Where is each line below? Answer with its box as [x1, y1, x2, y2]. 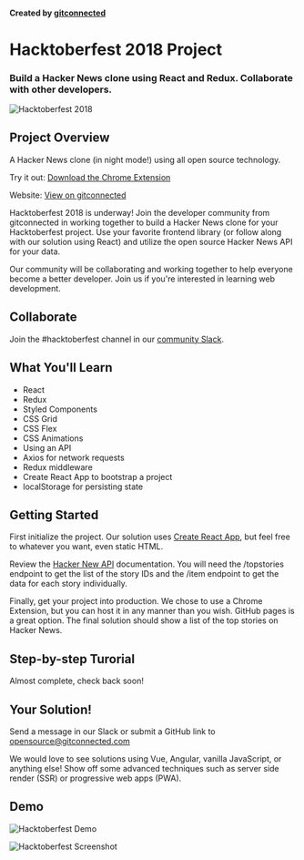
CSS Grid [22, 413, 57, 424]
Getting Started [9, 507, 99, 523]
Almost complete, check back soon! [9, 675, 144, 687]
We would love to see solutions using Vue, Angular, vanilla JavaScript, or [9, 752, 282, 764]
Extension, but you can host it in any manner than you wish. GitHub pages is [9, 606, 295, 617]
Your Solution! [9, 701, 93, 717]
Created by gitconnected [9, 7, 106, 18]
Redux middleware [22, 461, 93, 473]
